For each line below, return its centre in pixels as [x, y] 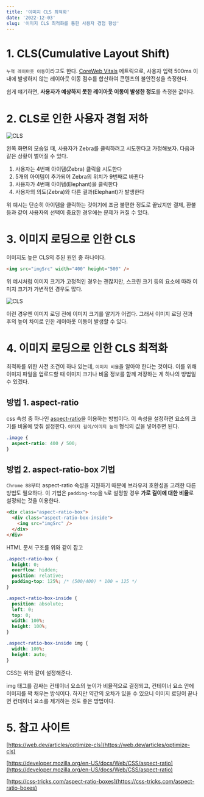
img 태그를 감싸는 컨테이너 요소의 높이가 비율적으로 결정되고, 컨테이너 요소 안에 [100, 685]
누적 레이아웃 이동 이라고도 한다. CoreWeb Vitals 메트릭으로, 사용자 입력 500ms [99, 71]
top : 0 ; [22, 615]
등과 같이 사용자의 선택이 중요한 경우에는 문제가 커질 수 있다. [78, 213]
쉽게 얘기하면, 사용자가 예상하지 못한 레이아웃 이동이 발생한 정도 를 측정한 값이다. [100, 91]
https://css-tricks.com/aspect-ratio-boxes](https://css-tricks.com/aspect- [101, 782]
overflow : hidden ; [35, 570]
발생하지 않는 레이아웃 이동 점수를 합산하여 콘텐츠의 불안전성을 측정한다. [103, 79]
